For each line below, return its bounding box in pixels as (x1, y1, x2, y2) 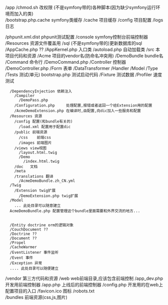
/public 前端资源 (14, 130, 48, 135)
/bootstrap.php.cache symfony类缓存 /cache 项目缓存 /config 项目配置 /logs (5, 17, 163, 23)
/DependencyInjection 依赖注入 (10, 89, 72, 94)
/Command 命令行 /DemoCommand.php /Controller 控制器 (5, 59, 127, 65)
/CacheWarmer (10, 245, 37, 250)
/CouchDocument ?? (10, 227, 49, 232)
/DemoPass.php (18, 97, 49, 103)
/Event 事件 (10, 255, 34, 260)
